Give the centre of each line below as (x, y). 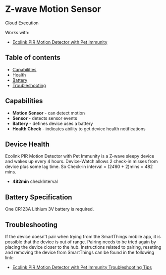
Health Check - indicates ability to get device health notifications (79, 129)
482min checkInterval (35, 181)
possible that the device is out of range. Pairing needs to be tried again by (81, 242)
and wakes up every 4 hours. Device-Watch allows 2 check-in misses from (82, 162)
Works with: (17, 32)
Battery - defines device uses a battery (53, 123)
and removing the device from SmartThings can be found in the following (80, 252)
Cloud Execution (22, 23)
